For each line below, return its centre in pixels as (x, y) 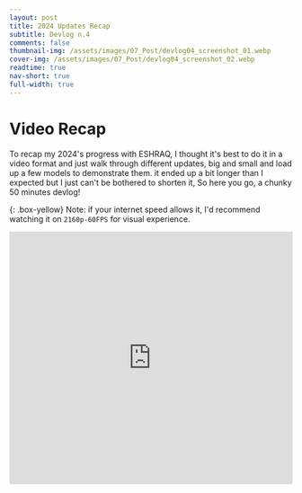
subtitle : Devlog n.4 (50, 34)
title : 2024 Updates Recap (60, 26)
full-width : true (42, 84)
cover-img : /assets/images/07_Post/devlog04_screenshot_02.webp (132, 59)
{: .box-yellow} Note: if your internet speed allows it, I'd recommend (135, 209)
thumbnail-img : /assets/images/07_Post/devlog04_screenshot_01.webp (140, 51)
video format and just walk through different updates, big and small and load (151, 163)
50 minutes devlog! (45, 192)
